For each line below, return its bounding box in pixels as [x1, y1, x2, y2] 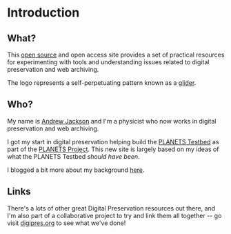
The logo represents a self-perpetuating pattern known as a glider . [7, 79, 197, 87]
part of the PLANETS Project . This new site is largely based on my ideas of [7, 145, 219, 153]
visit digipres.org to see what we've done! [7, 219, 126, 227]
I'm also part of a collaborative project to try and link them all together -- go [7, 211, 222, 220]
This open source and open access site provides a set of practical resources [7, 50, 225, 59]
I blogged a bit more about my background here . [7, 166, 145, 174]
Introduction [7, 5, 80, 21]
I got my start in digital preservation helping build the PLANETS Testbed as [7, 137, 219, 146]
